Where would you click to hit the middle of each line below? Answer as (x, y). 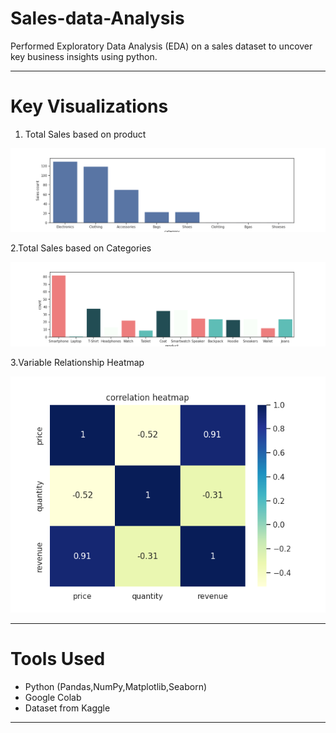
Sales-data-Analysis (97, 18)
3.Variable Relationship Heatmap (77, 362)
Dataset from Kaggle (67, 708)
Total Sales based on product (85, 134)
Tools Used (58, 658)
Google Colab (53, 697)
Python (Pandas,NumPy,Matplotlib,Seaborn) (116, 686)
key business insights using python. (84, 56)
